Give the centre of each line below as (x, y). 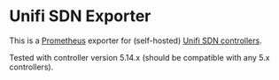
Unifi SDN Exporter (80, 16)
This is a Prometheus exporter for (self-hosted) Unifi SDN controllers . (136, 40)
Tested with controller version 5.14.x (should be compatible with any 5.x (139, 57)
